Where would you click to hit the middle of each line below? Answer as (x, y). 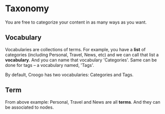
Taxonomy (27, 9)
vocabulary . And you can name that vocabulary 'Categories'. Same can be (81, 60)
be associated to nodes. (30, 107)
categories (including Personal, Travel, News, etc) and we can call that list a (82, 55)
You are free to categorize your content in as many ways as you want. (76, 22)
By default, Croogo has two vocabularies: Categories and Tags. (69, 75)
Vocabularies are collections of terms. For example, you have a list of (75, 49)
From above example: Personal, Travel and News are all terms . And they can (83, 102)
